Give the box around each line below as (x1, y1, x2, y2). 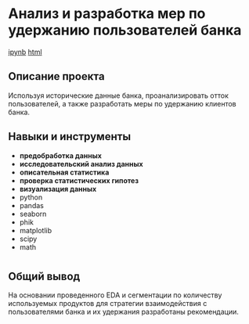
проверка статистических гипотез (19, 175, 139, 185)
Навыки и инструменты (8, 130, 132, 143)
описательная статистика (19, 167, 110, 177)
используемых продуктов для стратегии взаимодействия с (8, 299, 207, 308)
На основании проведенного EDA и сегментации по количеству (8, 290, 222, 300)
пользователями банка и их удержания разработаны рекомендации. (8, 307, 239, 317)
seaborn (19, 209, 47, 218)
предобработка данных (19, 150, 102, 160)
